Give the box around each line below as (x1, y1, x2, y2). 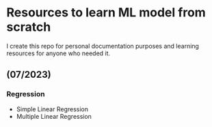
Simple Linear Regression (16, 104, 89, 113)
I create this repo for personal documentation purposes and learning (6, 42, 200, 50)
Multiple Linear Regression (16, 112, 92, 120)
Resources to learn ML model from (6, 5, 206, 20)
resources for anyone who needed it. (6, 49, 111, 57)
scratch (6, 19, 51, 35)
